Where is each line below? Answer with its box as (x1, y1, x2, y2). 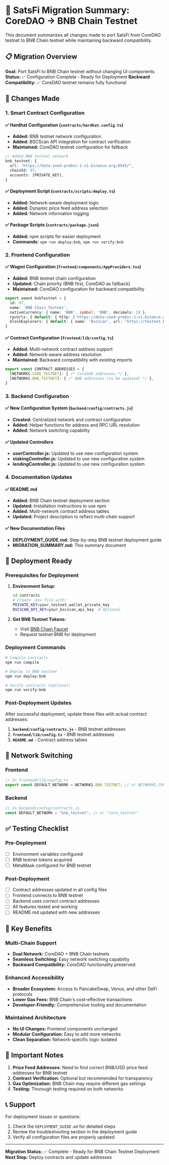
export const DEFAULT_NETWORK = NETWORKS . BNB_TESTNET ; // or (5, 783, 136, 788)
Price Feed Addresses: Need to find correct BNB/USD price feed (12, 1064, 148, 1070)
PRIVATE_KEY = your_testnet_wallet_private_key (12, 602, 110, 607)
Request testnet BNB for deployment (20, 631, 97, 637)
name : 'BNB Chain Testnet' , (10, 305, 69, 310)
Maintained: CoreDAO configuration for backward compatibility (12, 286, 145, 292)
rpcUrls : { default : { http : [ (10, 314, 75, 319)
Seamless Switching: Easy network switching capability (12, 956, 130, 963)
